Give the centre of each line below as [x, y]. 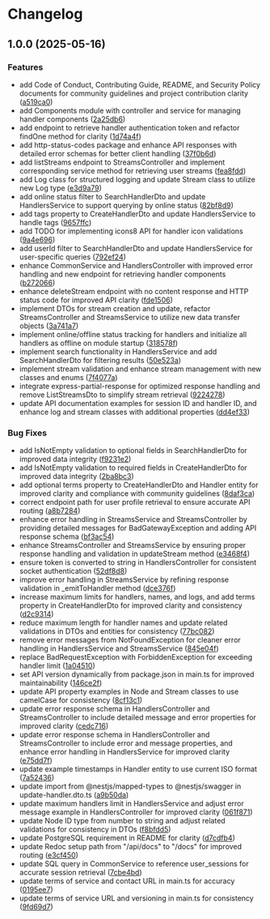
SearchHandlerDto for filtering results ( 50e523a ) [100, 360]
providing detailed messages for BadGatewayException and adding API [138, 528]
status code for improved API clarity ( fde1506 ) [96, 300]
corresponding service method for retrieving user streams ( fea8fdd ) [133, 170]
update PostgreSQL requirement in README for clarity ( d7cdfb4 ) [127, 838]
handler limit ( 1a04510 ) [57, 666]
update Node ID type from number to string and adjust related [122, 821]
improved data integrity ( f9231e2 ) [75, 459]
